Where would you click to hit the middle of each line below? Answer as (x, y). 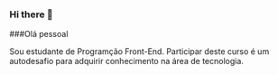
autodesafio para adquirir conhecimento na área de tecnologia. (126, 61)
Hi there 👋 (32, 14)
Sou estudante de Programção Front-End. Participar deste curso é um (139, 52)
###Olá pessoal (39, 34)
